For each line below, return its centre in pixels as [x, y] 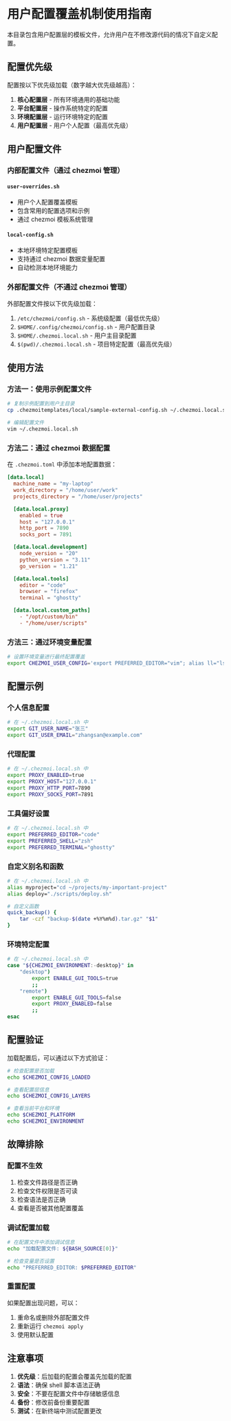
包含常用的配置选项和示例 [53, 211]
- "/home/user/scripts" [54, 623]
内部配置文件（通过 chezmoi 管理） [66, 171]
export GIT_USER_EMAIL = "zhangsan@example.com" [75, 735]
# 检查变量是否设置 [31, 1261]
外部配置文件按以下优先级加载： [52, 303]
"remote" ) [34, 991]
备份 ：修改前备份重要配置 [53, 1402]
